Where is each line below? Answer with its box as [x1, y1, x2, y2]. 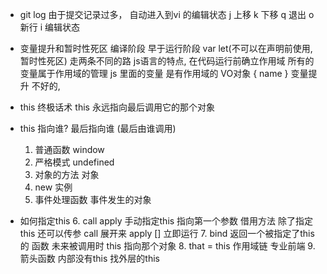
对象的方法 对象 [34, 169, 100, 180]
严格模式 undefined [34, 156, 115, 168]
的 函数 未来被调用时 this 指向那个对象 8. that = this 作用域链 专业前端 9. [19, 240, 316, 252]
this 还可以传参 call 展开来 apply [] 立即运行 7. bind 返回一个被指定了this [19, 228, 315, 239]
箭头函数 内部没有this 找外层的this [19, 253, 160, 264]
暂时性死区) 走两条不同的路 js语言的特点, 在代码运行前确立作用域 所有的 [19, 55, 315, 67]
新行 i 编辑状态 [19, 21, 81, 33]
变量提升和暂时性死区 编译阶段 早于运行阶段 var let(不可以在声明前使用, [19, 43, 313, 54]
